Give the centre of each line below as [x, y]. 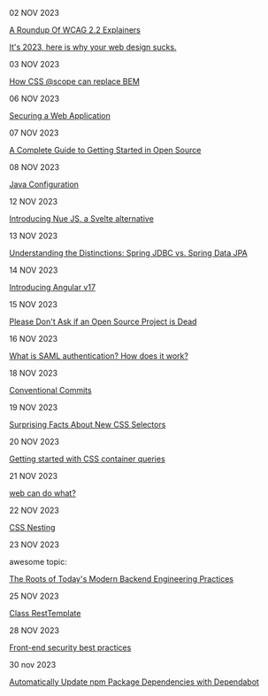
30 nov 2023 [33, 665]
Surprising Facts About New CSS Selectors [88, 425]
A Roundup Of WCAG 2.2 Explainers [75, 30]
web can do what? [43, 493]
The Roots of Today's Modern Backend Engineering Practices [122, 579]
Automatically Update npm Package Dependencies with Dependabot [134, 682]
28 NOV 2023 [34, 630]
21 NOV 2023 [34, 476]
